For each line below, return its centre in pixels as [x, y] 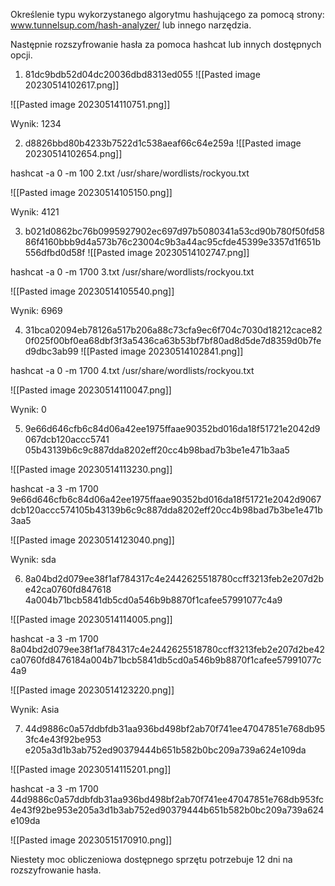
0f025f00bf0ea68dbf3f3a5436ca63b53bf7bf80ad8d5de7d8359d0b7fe [173, 340]
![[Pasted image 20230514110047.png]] [91, 390]
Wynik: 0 [28, 409]
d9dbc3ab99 [51, 351]
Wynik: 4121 [35, 212]
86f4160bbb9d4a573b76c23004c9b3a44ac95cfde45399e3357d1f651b [173, 242]
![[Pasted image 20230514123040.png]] [92, 540]
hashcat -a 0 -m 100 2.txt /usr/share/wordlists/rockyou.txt [130, 173]
